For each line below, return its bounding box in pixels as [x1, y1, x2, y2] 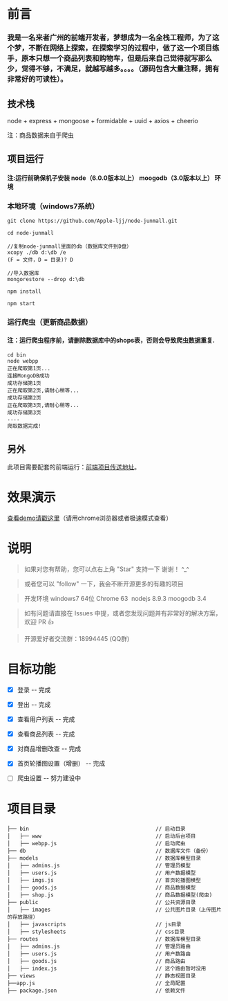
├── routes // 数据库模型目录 [7, 936, 202, 943]
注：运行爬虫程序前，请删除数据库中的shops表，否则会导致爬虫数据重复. [7, 336, 216, 344]
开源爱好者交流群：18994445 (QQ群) [23, 635, 130, 643]
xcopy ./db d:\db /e [7, 249, 67, 256]
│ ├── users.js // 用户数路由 [7, 950, 191, 957]
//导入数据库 [7, 270, 39, 277]
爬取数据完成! [7, 423, 41, 430]
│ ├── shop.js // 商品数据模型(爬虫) [7, 892, 213, 899]
